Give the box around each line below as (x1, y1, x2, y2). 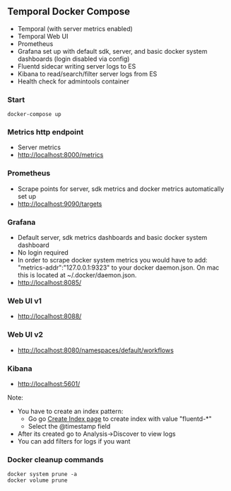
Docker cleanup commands (7, 454, 104, 464)
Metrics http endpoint (7, 127, 84, 137)
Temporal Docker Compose (7, 6, 131, 18)
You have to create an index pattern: (17, 407, 124, 415)
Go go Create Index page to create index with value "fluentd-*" (28, 414, 212, 423)
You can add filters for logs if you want (17, 437, 131, 445)
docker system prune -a (7, 470, 78, 478)
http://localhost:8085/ (17, 279, 82, 287)
